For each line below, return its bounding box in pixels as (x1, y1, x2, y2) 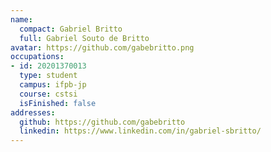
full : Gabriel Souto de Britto (19, 33, 150, 43)
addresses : (10, 107, 56, 118)
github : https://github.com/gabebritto (19, 117, 186, 127)
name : (10, 14, 33, 25)
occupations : (10, 52, 65, 62)
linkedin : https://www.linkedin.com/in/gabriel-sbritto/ (19, 126, 262, 136)
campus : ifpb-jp (19, 80, 87, 90)
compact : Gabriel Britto (19, 24, 123, 34)
